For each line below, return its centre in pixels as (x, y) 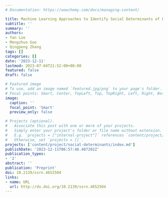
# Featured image (23, 84)
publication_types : (25, 154)
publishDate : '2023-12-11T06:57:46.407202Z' (52, 149)
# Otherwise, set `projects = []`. (44, 140)
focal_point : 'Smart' (32, 108)
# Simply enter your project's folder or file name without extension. (84, 131)
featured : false (22, 70)
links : (12, 177)
